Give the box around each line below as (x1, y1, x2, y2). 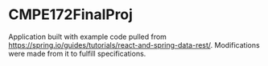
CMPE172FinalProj (8, 6, 133, 24)
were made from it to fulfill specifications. (8, 49, 146, 58)
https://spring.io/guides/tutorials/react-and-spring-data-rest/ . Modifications (8, 40, 260, 49)
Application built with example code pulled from (8, 32, 167, 41)
